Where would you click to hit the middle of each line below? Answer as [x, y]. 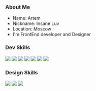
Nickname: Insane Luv [36, 23]
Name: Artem [26, 18]
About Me [18, 7]
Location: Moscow [32, 29]
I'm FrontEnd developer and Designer [52, 35]
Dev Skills [18, 48]
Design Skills [22, 72]
